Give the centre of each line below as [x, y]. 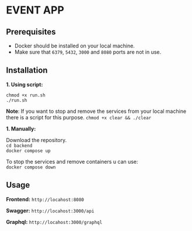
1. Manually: [21, 129]
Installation [27, 70]
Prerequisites [31, 32]
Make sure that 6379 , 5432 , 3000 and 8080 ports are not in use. [88, 52]
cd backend [19, 146]
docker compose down [31, 167]
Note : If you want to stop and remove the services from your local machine [96, 111]
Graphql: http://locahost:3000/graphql [54, 222]
